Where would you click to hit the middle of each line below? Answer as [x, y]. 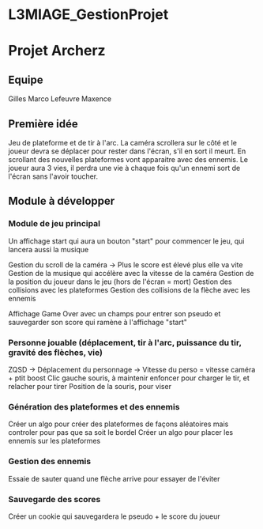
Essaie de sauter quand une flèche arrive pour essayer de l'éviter [114, 478]
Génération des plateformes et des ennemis [94, 406]
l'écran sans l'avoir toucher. [53, 176]
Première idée [43, 124]
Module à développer [62, 201]
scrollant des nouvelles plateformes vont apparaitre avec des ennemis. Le [128, 159]
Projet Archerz [57, 51]
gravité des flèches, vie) [55, 352]
